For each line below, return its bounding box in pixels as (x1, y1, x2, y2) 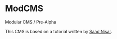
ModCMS (5, 3, 44, 14)
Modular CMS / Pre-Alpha (5, 19, 57, 25)
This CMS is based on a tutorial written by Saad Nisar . (5, 28, 112, 34)
